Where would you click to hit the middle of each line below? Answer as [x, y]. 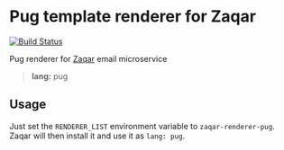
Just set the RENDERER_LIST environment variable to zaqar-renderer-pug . [142, 126]
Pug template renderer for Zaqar [133, 17]
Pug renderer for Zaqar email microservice [88, 58]
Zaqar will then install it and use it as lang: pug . [97, 136]
